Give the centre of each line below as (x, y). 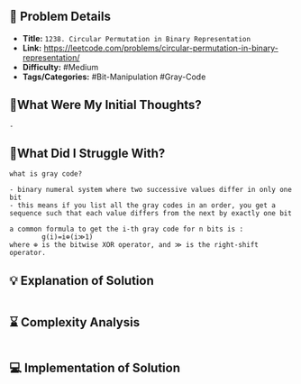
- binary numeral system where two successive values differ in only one (151, 190)
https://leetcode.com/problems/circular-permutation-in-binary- (161, 48)
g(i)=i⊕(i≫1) (68, 237)
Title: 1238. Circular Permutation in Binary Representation (136, 38)
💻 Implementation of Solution (95, 368)
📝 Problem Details (60, 17)
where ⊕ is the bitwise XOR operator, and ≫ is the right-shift (134, 245)
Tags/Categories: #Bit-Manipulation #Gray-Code (114, 77)
